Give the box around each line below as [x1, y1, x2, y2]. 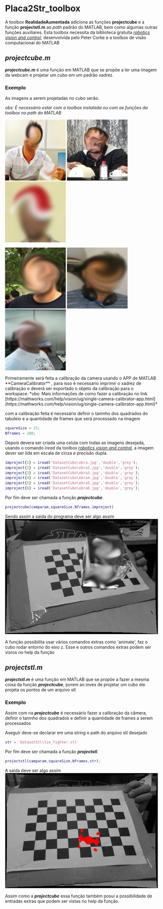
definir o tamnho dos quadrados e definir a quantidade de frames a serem [5, 715, 153, 721]
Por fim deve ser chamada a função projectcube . [5, 495, 104, 501]
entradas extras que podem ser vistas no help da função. [5, 898, 120, 904]
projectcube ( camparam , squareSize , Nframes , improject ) [5, 505, 114, 510]
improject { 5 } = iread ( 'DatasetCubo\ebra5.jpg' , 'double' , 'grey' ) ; [5, 481, 140, 485]
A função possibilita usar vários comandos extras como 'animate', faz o [5, 639, 148, 645]
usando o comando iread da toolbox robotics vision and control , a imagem [5, 445, 154, 451]
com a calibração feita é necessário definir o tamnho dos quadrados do [5, 410, 148, 417]
